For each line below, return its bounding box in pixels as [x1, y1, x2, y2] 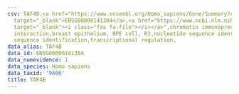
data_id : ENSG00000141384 [7, 50, 84, 57]
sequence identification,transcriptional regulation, [14, 37, 176, 44]
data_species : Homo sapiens [7, 63, 91, 70]
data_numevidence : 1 [7, 57, 69, 64]
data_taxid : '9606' [7, 69, 65, 76]
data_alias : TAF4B [7, 43, 62, 50]
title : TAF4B [7, 76, 46, 83]
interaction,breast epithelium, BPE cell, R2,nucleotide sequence [14, 30, 215, 37]
